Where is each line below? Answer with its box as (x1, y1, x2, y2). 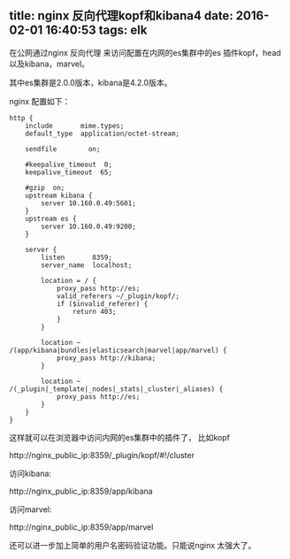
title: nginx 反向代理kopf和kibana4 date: (9, 8, 234, 24)
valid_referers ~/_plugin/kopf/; (56, 291, 179, 301)
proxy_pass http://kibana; (56, 353, 156, 363)
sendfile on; (25, 144, 101, 153)
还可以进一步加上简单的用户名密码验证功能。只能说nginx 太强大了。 (9, 540, 256, 550)
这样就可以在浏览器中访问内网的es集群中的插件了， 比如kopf (9, 432, 231, 442)
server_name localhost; (41, 260, 133, 270)
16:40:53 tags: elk (45, 23, 148, 38)
